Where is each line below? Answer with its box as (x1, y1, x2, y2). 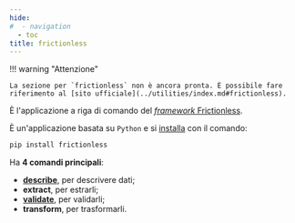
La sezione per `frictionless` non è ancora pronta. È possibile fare (9, 81, 283, 91)
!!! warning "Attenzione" (9, 64, 98, 75)
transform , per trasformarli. (22, 204, 127, 215)
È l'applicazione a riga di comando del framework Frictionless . (9, 106, 243, 117)
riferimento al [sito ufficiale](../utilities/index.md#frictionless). (9, 89, 287, 98)
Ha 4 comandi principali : (9, 157, 105, 168)
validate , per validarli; (22, 194, 106, 205)
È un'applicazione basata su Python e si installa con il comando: (9, 123, 248, 134)
